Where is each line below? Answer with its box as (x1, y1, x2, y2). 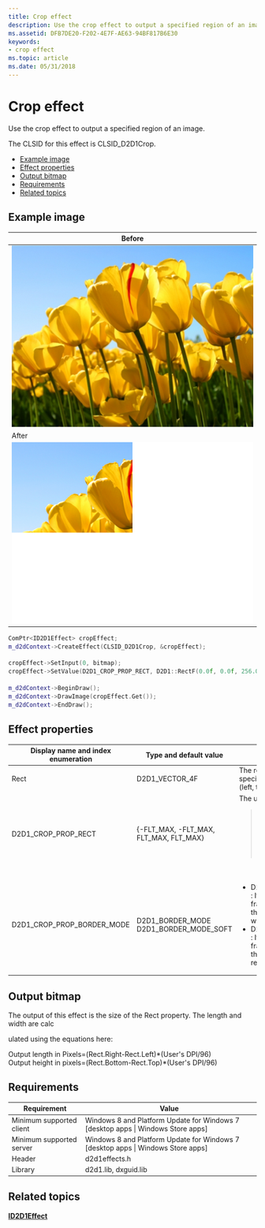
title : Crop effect (8, 13, 73, 21)
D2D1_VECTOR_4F (136, 774, 199, 784)
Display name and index (30, 746, 112, 756)
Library (11, 1165, 35, 1174)
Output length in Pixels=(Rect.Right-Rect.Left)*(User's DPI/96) (8, 1050, 211, 1059)
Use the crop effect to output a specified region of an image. (8, 123, 205, 133)
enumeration (49, 754, 93, 764)
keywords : (8, 38, 41, 46)
